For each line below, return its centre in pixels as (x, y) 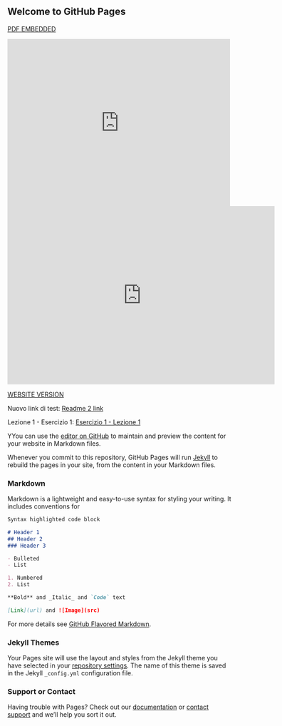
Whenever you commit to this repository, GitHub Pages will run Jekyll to (113, 457)
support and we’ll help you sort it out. (62, 715)
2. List (19, 585)
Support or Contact (42, 692)
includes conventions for (44, 506)
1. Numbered (25, 578)
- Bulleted (23, 558)
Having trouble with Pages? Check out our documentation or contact (108, 707)
